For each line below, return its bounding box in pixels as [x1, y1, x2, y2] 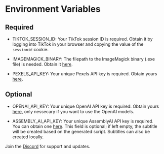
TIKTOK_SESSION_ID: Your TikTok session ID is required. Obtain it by [12, 36, 153, 42]
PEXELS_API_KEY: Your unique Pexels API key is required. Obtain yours [12, 71, 157, 77]
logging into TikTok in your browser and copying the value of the [12, 41, 144, 47]
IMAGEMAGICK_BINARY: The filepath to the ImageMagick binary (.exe [12, 56, 155, 62]
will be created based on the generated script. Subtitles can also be [12, 128, 150, 134]
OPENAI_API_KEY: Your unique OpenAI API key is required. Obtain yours [12, 103, 159, 109]
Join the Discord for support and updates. [5, 143, 90, 149]
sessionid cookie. [12, 47, 49, 52]
